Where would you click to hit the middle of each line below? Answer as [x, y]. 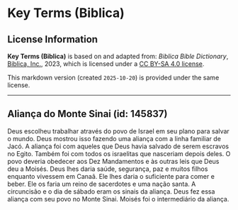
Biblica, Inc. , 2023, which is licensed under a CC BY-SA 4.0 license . [106, 64]
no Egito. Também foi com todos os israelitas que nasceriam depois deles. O [119, 153]
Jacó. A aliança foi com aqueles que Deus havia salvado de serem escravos [118, 146]
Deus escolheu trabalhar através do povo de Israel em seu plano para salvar [119, 131]
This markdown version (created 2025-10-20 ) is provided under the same [113, 77]
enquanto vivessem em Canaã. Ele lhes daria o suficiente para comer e [111, 176]
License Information [52, 39]
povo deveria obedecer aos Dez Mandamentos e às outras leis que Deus [113, 161]
